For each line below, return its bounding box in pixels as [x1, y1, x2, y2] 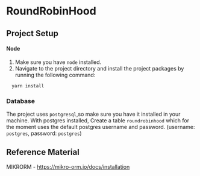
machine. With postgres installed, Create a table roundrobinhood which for [6, 117, 190, 124]
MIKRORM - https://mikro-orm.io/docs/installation [6, 163, 130, 170]
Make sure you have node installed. [14, 58, 102, 66]
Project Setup [6, 28, 59, 39]
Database [6, 96, 35, 105]
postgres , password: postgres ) [6, 130, 83, 137]
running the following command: [14, 71, 96, 78]
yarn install [11, 83, 45, 89]
